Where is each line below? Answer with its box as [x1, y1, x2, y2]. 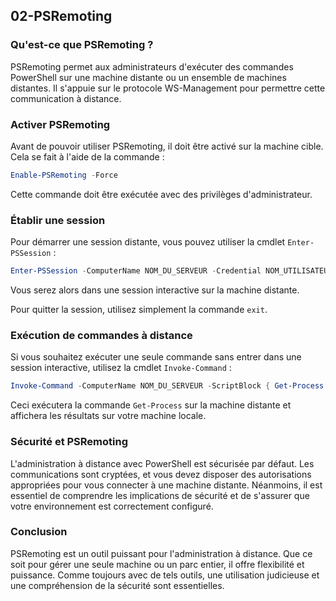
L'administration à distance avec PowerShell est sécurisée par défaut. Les [10, 457, 315, 469]
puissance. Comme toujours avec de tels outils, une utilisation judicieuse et [10, 569, 320, 581]
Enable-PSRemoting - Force [10, 170, 118, 180]
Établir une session [10, 213, 106, 227]
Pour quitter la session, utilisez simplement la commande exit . [10, 304, 268, 316]
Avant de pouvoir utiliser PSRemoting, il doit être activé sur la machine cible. [10, 140, 324, 152]
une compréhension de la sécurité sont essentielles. [10, 579, 225, 591]
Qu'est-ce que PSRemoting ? [10, 38, 154, 52]
